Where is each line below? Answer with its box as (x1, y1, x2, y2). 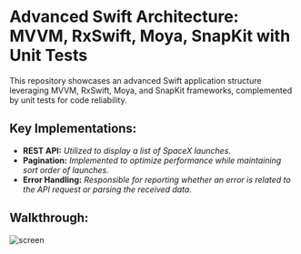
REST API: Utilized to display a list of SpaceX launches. (22, 145, 232, 156)
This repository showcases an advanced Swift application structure (9, 75, 262, 86)
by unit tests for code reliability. (9, 94, 127, 106)
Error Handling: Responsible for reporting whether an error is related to (22, 174, 291, 185)
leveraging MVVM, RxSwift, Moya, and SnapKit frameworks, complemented (9, 85, 293, 96)
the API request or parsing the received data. (22, 184, 193, 195)
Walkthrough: (9, 210, 89, 226)
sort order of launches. (22, 164, 109, 175)
